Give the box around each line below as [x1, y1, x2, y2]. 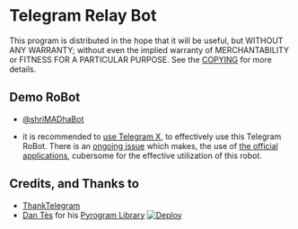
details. [9, 64, 37, 75]
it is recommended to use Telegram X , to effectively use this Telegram [22, 131, 282, 142]
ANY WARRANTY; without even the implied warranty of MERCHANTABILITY [9, 44, 290, 55]
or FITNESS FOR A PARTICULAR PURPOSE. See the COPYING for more [9, 54, 272, 65]
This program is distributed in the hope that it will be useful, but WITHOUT [9, 35, 284, 46]
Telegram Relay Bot [9, 5, 157, 26]
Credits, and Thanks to [9, 176, 139, 191]
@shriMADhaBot [22, 113, 84, 124]
